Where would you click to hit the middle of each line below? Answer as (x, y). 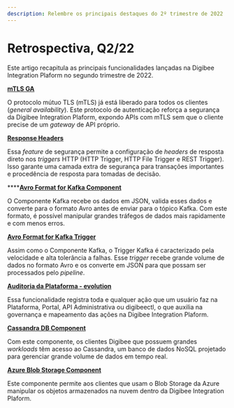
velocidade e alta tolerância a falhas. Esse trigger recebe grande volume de (116, 257)
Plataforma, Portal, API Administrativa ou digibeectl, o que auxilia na (105, 307)
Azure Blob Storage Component (54, 370)
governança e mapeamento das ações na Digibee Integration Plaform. (108, 314)
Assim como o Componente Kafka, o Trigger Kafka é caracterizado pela (111, 250)
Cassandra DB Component (46, 328)
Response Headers (36, 138)
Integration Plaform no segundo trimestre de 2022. (80, 75)
